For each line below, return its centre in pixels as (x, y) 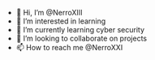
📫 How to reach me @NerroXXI (69, 47)
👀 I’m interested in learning (61, 21)
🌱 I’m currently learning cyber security (80, 30)
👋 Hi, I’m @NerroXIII (49, 13)
